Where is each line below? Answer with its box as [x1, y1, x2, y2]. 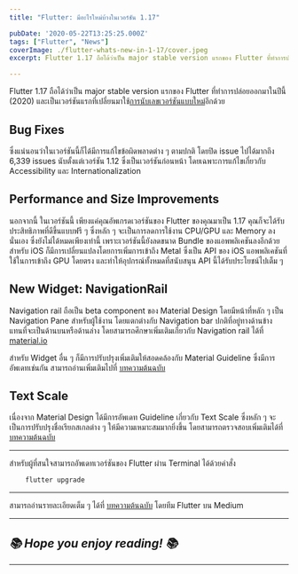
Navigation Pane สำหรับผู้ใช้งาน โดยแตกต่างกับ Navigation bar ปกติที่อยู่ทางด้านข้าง [9, 315, 273, 326]
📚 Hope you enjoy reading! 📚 [9, 536, 178, 551]
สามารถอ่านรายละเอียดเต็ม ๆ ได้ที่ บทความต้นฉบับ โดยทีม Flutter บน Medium [9, 500, 244, 511]
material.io [9, 334, 48, 346]
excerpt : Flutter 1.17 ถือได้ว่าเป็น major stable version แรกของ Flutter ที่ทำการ [9, 54, 286, 63]
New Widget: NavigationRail [9, 281, 169, 297]
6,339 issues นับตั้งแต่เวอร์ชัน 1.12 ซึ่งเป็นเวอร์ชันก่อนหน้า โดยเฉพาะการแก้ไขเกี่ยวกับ [9, 155, 266, 166]
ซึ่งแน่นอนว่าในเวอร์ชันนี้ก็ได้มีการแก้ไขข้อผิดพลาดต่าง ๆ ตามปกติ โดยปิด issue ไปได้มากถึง [9, 145, 275, 156]
